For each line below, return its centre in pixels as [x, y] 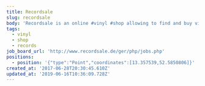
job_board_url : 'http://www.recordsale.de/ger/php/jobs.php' [86, 51]
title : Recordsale [30, 12]
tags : [13, 29]
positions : [20, 57]
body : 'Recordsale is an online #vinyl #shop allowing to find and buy [99, 23]
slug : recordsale [28, 18]
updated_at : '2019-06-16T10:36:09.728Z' [59, 74]
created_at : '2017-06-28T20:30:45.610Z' [59, 68]
